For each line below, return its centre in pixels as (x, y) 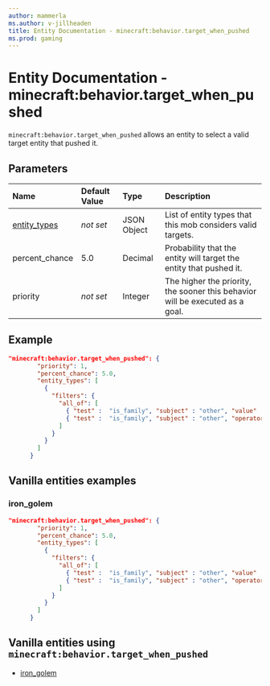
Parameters (38, 169)
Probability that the (200, 248)
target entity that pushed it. (53, 143)
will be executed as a (204, 301)
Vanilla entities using (62, 643)
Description (187, 196)
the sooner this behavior (211, 291)
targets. (179, 235)
